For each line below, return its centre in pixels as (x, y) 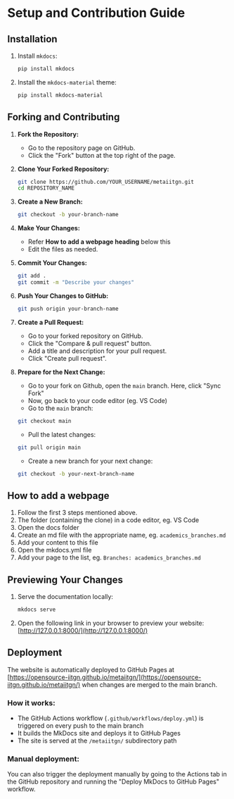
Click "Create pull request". (67, 358)
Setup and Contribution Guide (96, 13)
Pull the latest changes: (62, 434)
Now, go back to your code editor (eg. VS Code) (97, 400)
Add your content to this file (58, 543)
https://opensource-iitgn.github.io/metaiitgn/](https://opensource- (105, 677)
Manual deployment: (43, 759)
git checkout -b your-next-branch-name (76, 473)
